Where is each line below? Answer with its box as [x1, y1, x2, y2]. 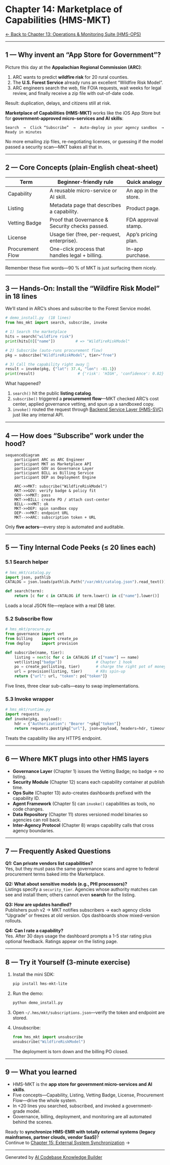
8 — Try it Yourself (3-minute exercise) [5, 958, 131, 966]
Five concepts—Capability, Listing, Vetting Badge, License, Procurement [12, 1092, 164, 1098]
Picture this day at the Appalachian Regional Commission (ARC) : [5, 64, 143, 70]
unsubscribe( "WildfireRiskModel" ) [12, 1039, 86, 1044]
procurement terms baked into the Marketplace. [5, 871, 105, 877]
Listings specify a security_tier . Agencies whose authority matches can [5, 886, 158, 892]
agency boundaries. [12, 827, 55, 833]
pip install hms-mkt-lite [12, 981, 67, 986]
